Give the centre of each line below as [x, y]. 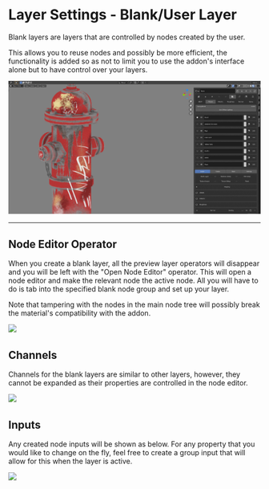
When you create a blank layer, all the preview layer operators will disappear [134, 263]
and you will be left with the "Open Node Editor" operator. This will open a [130, 272]
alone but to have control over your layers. [78, 69]
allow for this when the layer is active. [70, 461]
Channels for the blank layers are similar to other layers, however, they [124, 374]
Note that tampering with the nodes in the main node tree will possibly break [134, 305]
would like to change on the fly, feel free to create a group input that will [127, 452]
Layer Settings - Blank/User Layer [123, 15]
